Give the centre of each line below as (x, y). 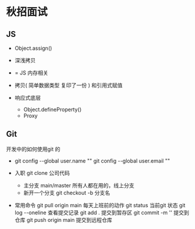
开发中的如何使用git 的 (33, 149)
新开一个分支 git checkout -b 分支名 (67, 193)
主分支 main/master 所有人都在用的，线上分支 (79, 185)
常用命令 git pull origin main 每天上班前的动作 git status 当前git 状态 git (100, 205)
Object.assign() (33, 48)
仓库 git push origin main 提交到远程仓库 (63, 220)
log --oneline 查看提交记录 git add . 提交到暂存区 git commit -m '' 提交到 (102, 213)
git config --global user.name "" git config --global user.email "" (92, 161)
